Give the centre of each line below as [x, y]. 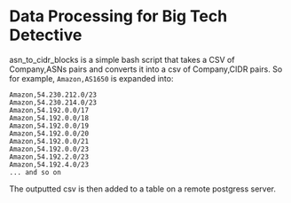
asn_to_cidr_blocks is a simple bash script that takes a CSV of [122, 59]
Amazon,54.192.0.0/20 [49, 133]
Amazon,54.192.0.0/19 [49, 126]
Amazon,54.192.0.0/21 [49, 141]
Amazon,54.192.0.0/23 [49, 149]
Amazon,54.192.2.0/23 [49, 157]
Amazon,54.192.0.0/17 [49, 110]
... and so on [35, 172]
